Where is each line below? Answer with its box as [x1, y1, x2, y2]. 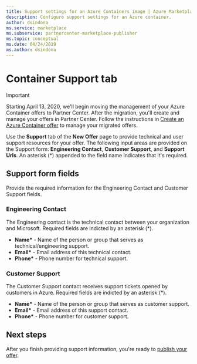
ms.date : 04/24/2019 [6, 42, 57, 48]
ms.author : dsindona [6, 47, 57, 53]
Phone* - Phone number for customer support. [14, 313, 129, 320]
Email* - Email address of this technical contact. [14, 248, 132, 255]
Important [6, 92, 30, 99]
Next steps [6, 330, 47, 340]
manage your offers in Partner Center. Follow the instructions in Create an [6, 115, 184, 122]
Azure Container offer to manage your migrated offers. [6, 122, 138, 129]
